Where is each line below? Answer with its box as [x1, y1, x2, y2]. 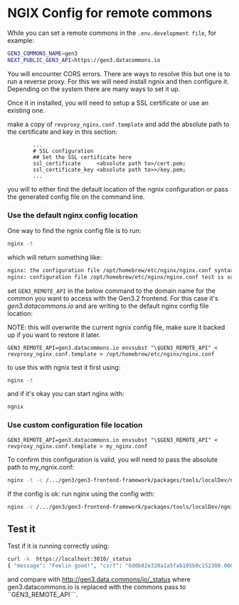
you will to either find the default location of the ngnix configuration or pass [7, 185, 229, 193]
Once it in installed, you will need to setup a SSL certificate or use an [7, 98, 209, 107]
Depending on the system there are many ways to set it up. [7, 84, 181, 93]
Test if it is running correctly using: [7, 542, 110, 550]
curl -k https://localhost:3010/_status [7, 556, 132, 563]
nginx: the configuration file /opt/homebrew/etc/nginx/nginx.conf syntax [7, 267, 234, 274]
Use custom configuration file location [7, 420, 143, 430]
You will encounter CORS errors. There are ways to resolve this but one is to [7, 69, 230, 78]
